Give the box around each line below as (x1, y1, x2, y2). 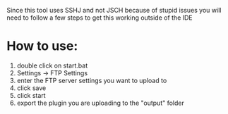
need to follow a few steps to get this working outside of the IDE (6, 13, 193, 22)
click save (16, 84, 47, 92)
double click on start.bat (16, 61, 88, 70)
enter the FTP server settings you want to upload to (16, 76, 167, 84)
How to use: (6, 38, 78, 54)
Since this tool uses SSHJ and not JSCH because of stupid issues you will (6, 6, 222, 14)
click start (16, 91, 47, 99)
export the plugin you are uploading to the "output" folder (16, 99, 184, 107)
